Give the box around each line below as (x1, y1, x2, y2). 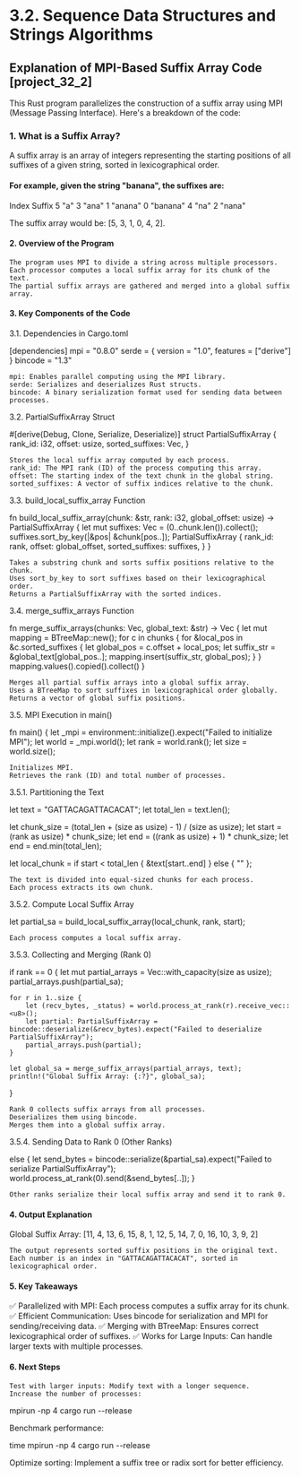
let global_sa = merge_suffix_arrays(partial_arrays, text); (9, 1064, 243, 1073)
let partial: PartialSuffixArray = (25, 1016, 159, 1026)
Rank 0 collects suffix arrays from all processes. (9, 1104, 206, 1114)
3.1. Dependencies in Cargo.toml (9, 328, 129, 339)
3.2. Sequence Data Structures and (9, 5, 276, 26)
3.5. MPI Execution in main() (9, 709, 113, 720)
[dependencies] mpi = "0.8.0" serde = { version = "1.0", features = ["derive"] (9, 345, 291, 356)
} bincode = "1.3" (9, 355, 73, 366)
